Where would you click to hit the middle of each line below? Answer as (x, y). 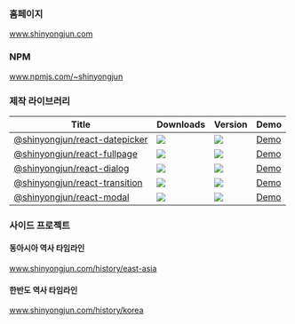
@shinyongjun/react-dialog (72, 168)
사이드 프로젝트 (40, 225)
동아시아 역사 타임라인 (47, 248)
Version (231, 124)
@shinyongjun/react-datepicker (81, 139)
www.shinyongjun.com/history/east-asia (83, 269)
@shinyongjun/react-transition (78, 182)
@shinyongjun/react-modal (72, 197)
